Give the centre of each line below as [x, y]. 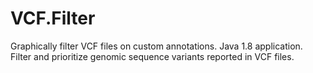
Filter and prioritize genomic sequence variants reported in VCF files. [152, 56]
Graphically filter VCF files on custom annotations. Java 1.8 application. [156, 46]
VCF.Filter [53, 18]
